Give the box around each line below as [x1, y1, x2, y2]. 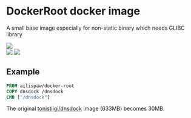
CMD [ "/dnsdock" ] [6, 94, 50, 100]
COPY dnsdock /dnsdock [6, 88, 64, 94]
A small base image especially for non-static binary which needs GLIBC [6, 24, 185, 31]
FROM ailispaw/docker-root [6, 83, 75, 89]
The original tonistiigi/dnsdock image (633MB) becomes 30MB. [6, 105, 165, 113]
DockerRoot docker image [6, 4, 141, 18]
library [6, 30, 22, 38]
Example [6, 67, 40, 77]
